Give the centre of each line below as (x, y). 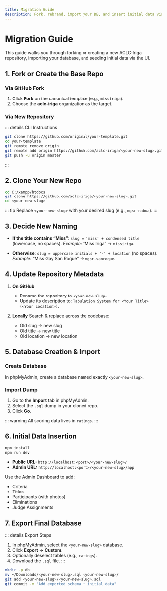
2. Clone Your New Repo (43, 180)
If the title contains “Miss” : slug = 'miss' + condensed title (76, 238)
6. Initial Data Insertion (41, 437)
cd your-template (23, 142)
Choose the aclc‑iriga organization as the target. (62, 104)
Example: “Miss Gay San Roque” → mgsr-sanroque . (64, 259)
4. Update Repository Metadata (55, 274)
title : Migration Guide (30, 10)
